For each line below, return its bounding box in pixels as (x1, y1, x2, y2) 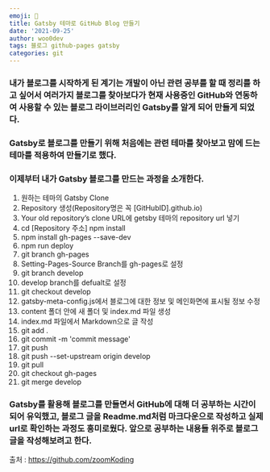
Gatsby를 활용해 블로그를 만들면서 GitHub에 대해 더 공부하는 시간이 (9, 399, 256, 410)
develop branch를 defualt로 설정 (20, 278, 127, 287)
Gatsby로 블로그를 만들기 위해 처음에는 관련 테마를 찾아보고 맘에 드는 (9, 137, 260, 148)
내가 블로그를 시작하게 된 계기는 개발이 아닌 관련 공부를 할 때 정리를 (9, 77, 251, 89)
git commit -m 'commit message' (20, 334, 131, 344)
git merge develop (20, 377, 82, 387)
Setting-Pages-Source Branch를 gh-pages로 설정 (20, 259, 184, 269)
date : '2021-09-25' (9, 27, 75, 35)
